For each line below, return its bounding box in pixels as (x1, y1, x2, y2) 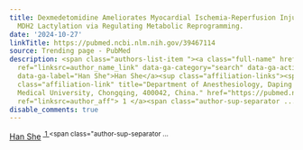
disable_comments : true (9, 105, 99, 114)
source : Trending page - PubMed (9, 47, 131, 56)
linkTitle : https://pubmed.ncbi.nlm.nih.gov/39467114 (9, 38, 216, 48)
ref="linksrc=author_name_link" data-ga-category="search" (17, 64, 244, 73)
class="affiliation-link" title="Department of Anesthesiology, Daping (17, 80, 293, 89)
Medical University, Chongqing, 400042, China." (17, 88, 204, 97)
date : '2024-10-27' (9, 30, 83, 39)
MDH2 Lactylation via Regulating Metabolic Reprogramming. (17, 22, 244, 31)
